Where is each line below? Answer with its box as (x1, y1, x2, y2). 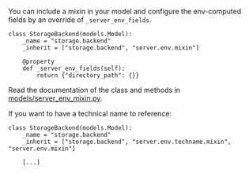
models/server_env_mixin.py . (8, 94, 103, 103)
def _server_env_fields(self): (22, 64, 126, 72)
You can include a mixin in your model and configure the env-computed (8, 7, 242, 16)
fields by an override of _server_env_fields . (8, 15, 152, 24)
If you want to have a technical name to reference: (8, 109, 172, 118)
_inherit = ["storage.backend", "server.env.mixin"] (22, 44, 200, 52)
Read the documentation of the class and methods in (8, 86, 180, 94)
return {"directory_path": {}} (36, 72, 140, 79)
